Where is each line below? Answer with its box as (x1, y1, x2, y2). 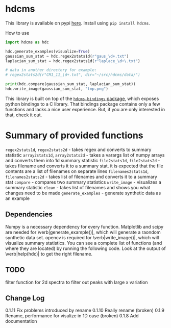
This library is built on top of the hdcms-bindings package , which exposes (5, 95, 159, 102)
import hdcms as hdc (5, 39, 50, 45)
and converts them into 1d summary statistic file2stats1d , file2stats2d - (5, 157, 160, 163)
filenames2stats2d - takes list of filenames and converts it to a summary (5, 173, 157, 180)
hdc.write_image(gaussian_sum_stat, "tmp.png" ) (5, 86, 109, 92)
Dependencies (5, 210, 53, 219)
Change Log (5, 294, 45, 302)
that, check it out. (5, 112, 42, 118)
